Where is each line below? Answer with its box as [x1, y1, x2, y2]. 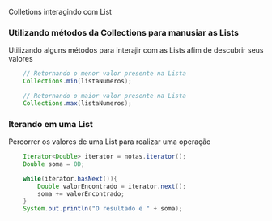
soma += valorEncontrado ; [37, 189, 125, 198]
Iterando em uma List [8, 118, 93, 130]
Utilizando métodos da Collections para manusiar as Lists [8, 27, 239, 38]
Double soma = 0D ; [23, 159, 85, 168]
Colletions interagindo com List [8, 7, 112, 16]
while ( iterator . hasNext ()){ [23, 174, 117, 183]
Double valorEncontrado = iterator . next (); [37, 182, 186, 190]
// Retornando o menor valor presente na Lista [23, 70, 186, 78]
